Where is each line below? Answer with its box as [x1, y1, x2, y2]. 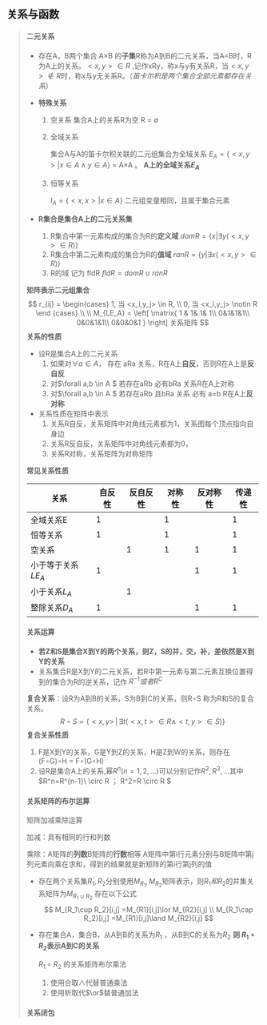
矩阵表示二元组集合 [26, 285, 90, 295]
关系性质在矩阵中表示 [38, 408, 109, 418]
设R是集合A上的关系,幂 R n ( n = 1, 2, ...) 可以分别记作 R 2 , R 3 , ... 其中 [38, 765, 244, 776]
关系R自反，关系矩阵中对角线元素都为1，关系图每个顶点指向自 [50, 419, 254, 428]
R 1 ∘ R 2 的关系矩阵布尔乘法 [38, 959, 127, 971]
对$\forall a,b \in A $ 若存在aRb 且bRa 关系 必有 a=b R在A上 [50, 388, 246, 398]
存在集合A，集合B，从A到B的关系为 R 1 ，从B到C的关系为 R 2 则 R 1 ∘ [38, 930, 256, 941]
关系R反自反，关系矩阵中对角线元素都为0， [50, 439, 193, 448]
